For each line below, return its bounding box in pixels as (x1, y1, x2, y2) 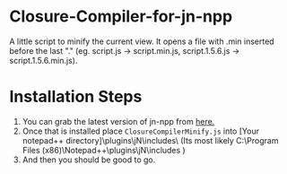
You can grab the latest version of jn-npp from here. (22, 116, 215, 126)
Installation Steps (9, 87, 143, 107)
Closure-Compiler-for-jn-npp (9, 6, 233, 27)
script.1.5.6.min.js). (9, 55, 78, 65)
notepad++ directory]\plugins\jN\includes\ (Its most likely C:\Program (22, 135, 279, 145)
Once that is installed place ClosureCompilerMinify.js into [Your (22, 126, 260, 136)
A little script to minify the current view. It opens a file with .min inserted (9, 36, 275, 47)
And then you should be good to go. (22, 154, 156, 165)
